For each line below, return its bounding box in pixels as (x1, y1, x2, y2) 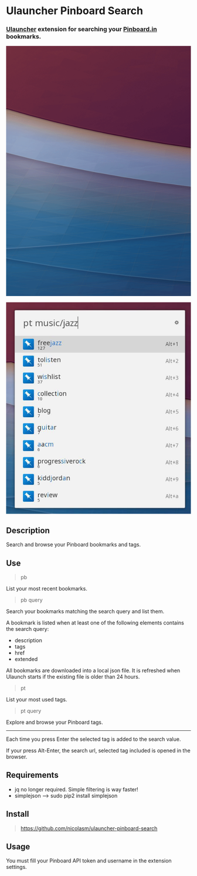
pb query (20, 596, 43, 603)
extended (14, 655, 38, 662)
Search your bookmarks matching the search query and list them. (6, 608, 165, 615)
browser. (6, 753, 28, 760)
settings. (6, 864, 28, 871)
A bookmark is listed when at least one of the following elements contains (6, 619, 185, 626)
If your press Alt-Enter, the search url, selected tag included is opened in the (6, 747, 191, 754)
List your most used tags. (6, 696, 67, 703)
